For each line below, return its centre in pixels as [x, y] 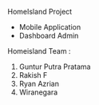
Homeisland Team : [39, 51]
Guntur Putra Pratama [55, 67]
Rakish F [33, 75]
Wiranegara [38, 92]
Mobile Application [50, 27]
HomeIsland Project [40, 12]
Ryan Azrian [39, 84]
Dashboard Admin [49, 36]
